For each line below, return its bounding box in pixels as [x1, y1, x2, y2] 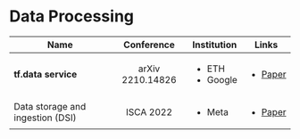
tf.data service [13, 68, 78, 80]
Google [206, 73, 238, 86]
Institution [192, 38, 237, 51]
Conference [123, 38, 176, 51]
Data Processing [9, 6, 135, 27]
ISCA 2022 [126, 105, 172, 118]
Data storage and [13, 100, 87, 112]
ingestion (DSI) [13, 111, 77, 124]
